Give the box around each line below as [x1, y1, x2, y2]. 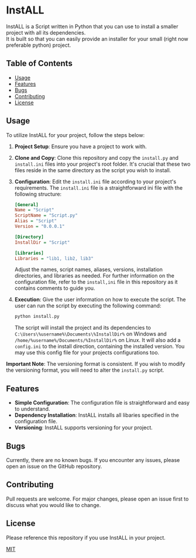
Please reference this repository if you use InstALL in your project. [6, 534, 166, 541]
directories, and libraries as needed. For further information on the [14, 272, 174, 279]
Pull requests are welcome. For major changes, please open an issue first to [6, 495, 189, 502]
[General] [14, 201, 39, 208]
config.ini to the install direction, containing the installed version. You [14, 343, 185, 350]
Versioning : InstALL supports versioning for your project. [14, 424, 153, 431]
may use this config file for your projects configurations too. [14, 349, 160, 356]
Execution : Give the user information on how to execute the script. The [14, 296, 186, 303]
